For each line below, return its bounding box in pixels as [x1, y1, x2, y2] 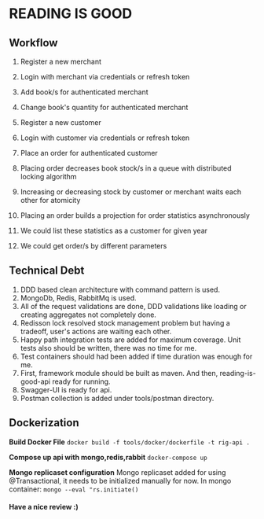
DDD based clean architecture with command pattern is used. [20, 285, 221, 294]
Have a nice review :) [9, 502, 79, 512]
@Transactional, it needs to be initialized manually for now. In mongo [9, 476, 232, 485]
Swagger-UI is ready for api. [20, 385, 112, 394]
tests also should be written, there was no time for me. [20, 343, 197, 352]
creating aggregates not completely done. [20, 310, 156, 319]
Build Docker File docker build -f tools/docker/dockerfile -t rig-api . [9, 437, 251, 447]
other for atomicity [20, 196, 81, 204]
